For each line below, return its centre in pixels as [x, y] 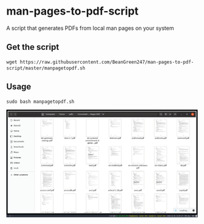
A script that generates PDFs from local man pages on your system [90, 28]
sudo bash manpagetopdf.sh [40, 102]
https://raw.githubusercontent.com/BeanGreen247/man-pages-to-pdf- [107, 62]
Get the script [33, 47]
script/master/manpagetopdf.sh [46, 68]
